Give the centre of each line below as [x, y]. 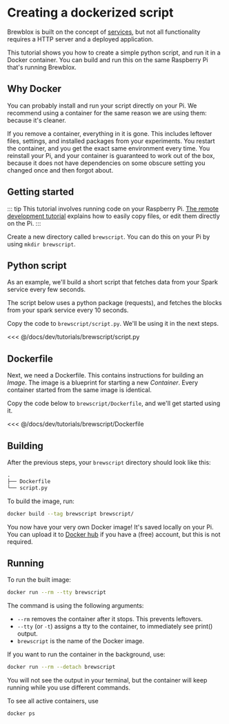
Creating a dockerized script [90, 13]
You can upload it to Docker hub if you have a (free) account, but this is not [114, 534]
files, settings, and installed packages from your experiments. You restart [111, 141]
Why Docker [34, 89]
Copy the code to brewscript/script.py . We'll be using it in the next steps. [113, 324]
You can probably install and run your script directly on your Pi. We [102, 106]
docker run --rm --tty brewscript [57, 593]
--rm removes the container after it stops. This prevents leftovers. [110, 619]
